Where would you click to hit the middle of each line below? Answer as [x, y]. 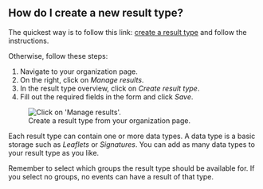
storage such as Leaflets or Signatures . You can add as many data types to [131, 144]
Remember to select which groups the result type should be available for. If [131, 168]
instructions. [29, 40]
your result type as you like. [54, 152]
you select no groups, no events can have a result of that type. [111, 176]
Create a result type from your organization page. [110, 120]
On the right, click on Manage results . [82, 79]
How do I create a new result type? [96, 13]
